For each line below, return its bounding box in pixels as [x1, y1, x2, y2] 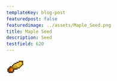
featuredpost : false [6, 15, 58, 22]
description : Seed [6, 35, 52, 41]
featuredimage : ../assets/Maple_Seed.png [6, 22, 112, 28]
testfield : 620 [6, 41, 44, 47]
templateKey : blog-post [6, 10, 66, 15]
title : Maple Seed [6, 29, 52, 35]
